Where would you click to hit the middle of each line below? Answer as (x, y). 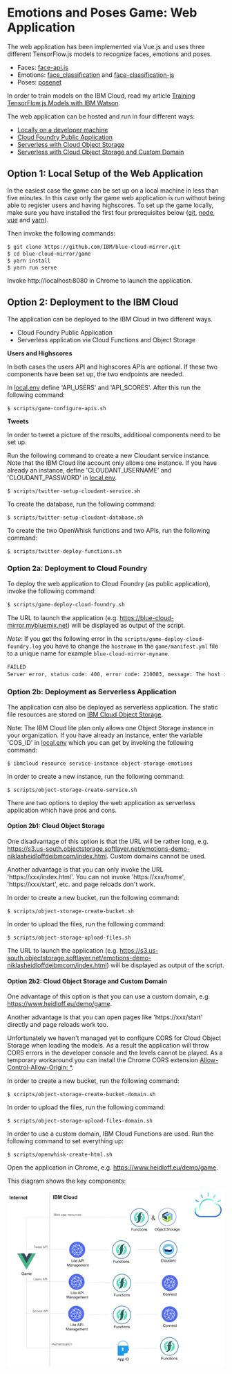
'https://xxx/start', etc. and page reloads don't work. (81, 884)
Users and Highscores (40, 353)
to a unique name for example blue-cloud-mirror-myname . (88, 653)
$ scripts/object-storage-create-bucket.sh (71, 911)
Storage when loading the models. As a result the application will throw (108, 1046)
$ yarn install (29, 261)
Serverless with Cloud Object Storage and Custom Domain (100, 152)
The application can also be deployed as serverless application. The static (113, 707)
